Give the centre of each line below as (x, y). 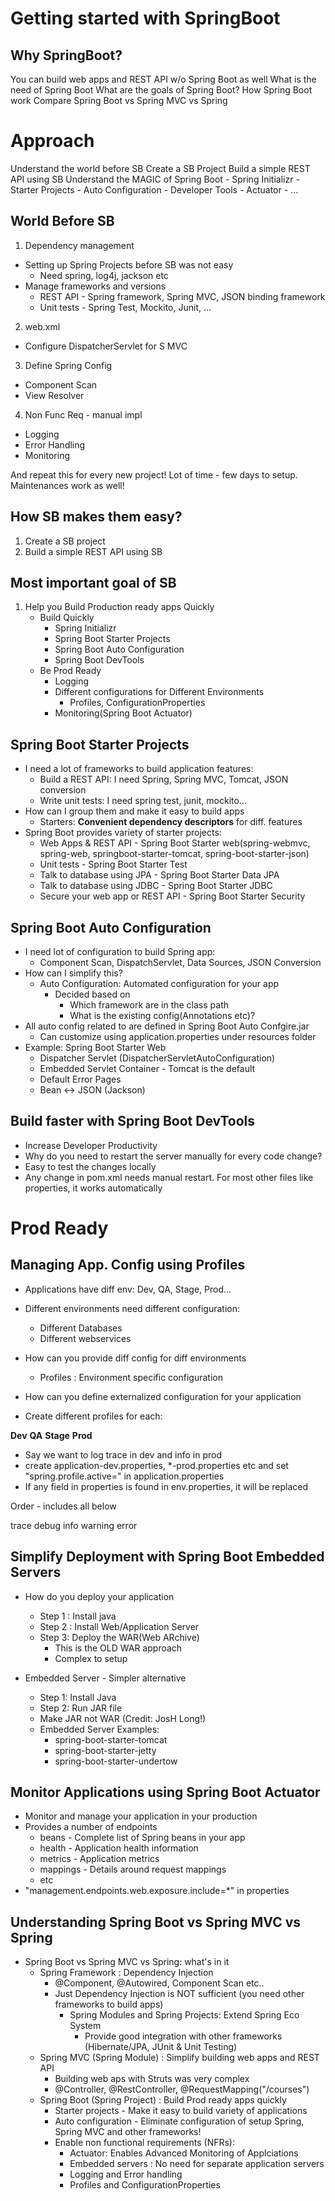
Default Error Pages (80, 1079)
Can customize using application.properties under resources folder (178, 1036)
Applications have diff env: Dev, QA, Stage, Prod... (128, 1289)
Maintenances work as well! (67, 485)
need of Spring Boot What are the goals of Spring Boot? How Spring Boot (161, 90)
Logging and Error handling (126, 2174)
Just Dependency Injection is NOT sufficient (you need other (179, 1994)
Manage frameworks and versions (95, 286)
